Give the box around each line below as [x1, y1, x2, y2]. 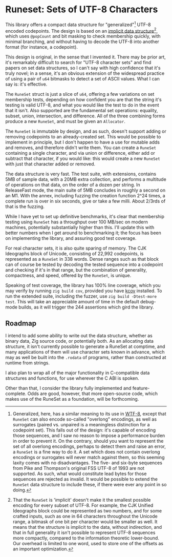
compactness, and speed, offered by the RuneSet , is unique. [5, 273, 132, 279]
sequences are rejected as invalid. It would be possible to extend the [12, 476, 158, 482]
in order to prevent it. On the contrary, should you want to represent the [12, 438, 164, 444]
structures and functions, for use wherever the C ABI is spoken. [5, 375, 139, 381]
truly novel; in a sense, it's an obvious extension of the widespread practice [5, 70, 165, 76]
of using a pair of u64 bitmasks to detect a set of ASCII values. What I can [5, 76, 160, 82]
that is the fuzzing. [5, 203, 45, 210]
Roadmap [5, 319, 37, 327]
